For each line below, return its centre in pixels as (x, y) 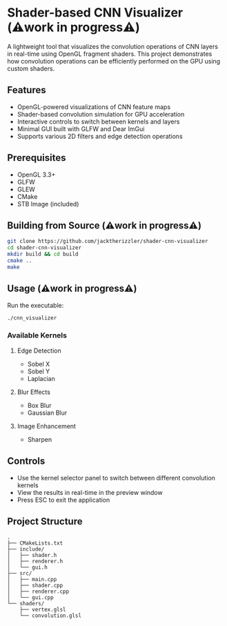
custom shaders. (31, 68)
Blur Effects (33, 392)
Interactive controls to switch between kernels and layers (98, 121)
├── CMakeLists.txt (35, 543)
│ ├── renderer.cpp (38, 591)
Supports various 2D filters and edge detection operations (100, 136)
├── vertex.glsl (43, 610)
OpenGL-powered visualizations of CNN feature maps (94, 107)
